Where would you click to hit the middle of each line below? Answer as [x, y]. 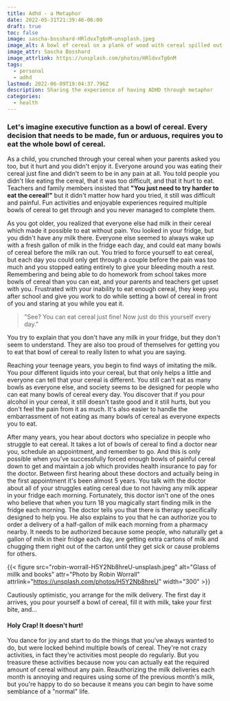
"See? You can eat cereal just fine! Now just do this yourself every [117, 317]
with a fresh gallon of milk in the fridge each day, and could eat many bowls [114, 245]
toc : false [23, 33]
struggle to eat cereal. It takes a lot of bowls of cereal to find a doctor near [112, 444]
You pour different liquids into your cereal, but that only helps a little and [109, 373]
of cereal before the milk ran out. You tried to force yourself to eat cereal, [111, 253]
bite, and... [22, 610]
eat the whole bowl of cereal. [56, 143]
